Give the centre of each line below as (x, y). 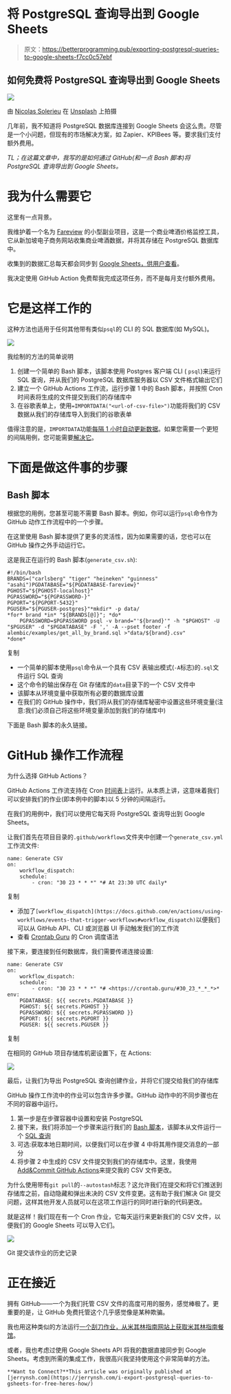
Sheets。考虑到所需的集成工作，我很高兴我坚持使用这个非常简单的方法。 (110, 1358)
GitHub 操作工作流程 (65, 755)
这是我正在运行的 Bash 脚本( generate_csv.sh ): (72, 559)
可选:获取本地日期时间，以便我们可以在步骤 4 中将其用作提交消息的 (112, 1144)
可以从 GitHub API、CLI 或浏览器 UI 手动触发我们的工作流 (98, 928)
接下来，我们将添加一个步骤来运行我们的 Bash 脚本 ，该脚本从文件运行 (116, 1127)
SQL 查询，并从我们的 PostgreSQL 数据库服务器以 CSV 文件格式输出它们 (120, 379)
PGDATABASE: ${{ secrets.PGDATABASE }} (77, 1000)
